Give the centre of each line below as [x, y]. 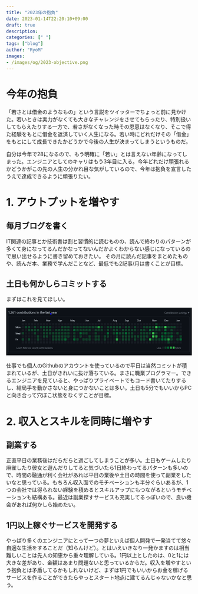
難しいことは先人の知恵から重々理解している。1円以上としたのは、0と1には [98, 556]
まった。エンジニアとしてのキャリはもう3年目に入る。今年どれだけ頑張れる [98, 161]
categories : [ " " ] [29, 38]
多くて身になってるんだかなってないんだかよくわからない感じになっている [96, 248]
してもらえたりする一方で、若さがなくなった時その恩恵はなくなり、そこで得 [99, 127]
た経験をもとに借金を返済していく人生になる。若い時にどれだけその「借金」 [99, 134]
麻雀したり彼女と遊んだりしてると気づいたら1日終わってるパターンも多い [95, 468]
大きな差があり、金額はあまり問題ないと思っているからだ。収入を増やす [94, 563]
